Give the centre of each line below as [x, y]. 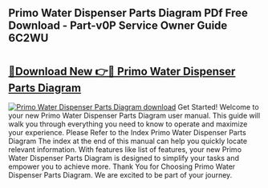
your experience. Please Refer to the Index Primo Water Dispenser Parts [127, 132]
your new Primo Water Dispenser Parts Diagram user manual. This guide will [134, 116]
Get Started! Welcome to [218, 107]
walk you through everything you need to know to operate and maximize [128, 124]
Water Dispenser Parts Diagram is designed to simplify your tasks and [124, 158]
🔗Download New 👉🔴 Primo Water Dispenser [122, 71]
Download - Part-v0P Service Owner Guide [118, 26]
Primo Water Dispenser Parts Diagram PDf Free [128, 13]
